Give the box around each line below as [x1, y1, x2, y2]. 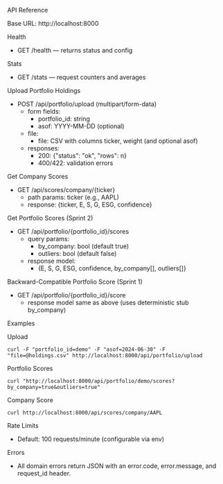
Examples [7, 319, 35, 327]
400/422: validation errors [37, 159, 114, 167]
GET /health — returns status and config [17, 46, 133, 54]
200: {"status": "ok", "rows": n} [37, 152, 127, 159]
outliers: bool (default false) [37, 250, 117, 257]
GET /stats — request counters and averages [17, 73, 146, 81]
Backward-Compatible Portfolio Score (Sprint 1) [7, 277, 143, 286]
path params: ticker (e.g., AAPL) [27, 193, 120, 201]
